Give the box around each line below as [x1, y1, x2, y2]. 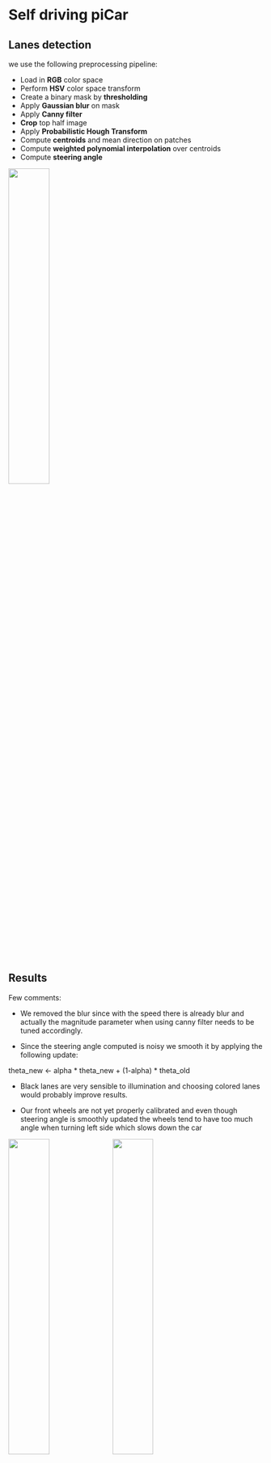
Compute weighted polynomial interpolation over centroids [19, 144, 221, 153]
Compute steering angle [19, 152, 103, 162]
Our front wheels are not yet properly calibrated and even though [19, 1106, 238, 1115]
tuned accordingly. [19, 1025, 83, 1035]
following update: [19, 1050, 78, 1059]
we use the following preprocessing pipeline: [8, 59, 158, 69]
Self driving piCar [8, 6, 129, 24]
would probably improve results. [19, 1089, 128, 1099]
